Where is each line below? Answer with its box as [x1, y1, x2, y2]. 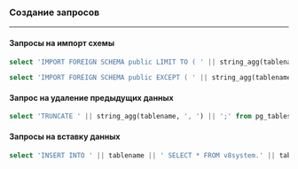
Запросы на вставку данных [9, 131, 121, 142]
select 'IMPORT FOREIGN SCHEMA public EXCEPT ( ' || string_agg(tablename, [9, 73, 295, 82]
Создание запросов [9, 6, 100, 19]
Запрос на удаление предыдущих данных [9, 92, 175, 103]
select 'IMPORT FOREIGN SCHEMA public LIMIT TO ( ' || [9, 58, 216, 66]
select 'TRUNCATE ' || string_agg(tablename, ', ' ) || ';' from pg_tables [9, 112, 292, 121]
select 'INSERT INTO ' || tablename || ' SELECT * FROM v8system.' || [9, 150, 276, 160]
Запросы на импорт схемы [9, 37, 115, 48]
